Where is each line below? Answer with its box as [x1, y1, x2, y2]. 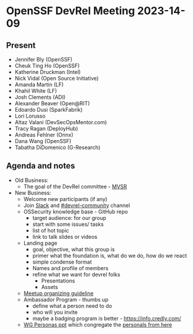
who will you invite [32, 309, 78, 316]
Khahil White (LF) [14, 87, 57, 94]
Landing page [23, 239, 57, 247]
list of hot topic [32, 226, 69, 234]
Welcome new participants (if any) [23, 195, 108, 202]
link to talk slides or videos [32, 233, 98, 240]
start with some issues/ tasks [32, 220, 104, 228]
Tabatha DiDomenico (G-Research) [14, 144, 101, 151]
